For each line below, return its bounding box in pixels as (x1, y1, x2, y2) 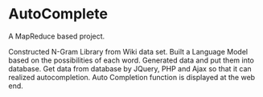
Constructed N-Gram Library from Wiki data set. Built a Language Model (8, 46, 248, 56)
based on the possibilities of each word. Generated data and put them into (8, 55, 255, 65)
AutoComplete (8, 5, 109, 23)
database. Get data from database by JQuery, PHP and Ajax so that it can (8, 63, 252, 73)
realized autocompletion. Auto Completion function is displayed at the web (8, 72, 256, 82)
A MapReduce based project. (8, 31, 105, 41)
